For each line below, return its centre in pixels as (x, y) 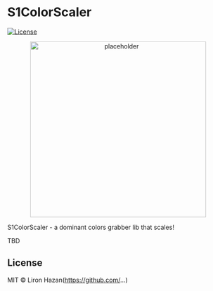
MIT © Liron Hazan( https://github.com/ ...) (67, 280)
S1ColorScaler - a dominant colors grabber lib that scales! (91, 227)
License (25, 263)
